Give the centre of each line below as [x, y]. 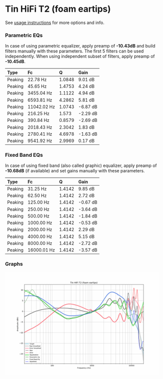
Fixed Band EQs [24, 155]
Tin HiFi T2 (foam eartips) [58, 9]
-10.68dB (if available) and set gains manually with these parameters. [75, 171]
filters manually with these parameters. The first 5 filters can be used [74, 51]
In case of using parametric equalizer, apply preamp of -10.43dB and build [80, 46]
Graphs [14, 264]
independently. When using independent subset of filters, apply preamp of [80, 56]
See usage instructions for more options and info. [55, 23]
